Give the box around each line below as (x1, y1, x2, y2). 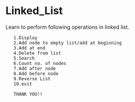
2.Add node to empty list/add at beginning (13, 40, 122, 46)
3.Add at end (13, 45, 45, 51)
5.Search (13, 55, 35, 61)
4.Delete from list (13, 50, 61, 56)
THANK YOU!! (13, 91, 43, 97)
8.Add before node (13, 70, 59, 77)
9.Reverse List (13, 76, 51, 81)
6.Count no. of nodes (13, 60, 67, 66)
